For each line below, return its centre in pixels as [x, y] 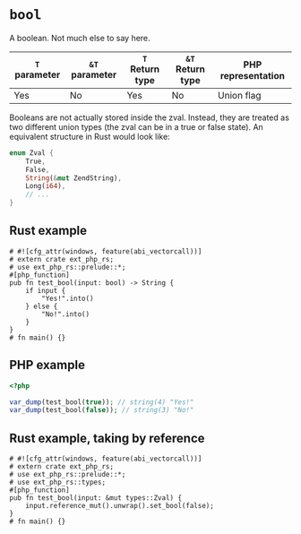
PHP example [47, 365]
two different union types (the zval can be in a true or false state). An [137, 126]
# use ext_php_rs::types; [57, 482]
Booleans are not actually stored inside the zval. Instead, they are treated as [149, 117]
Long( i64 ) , [46, 186]
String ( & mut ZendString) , [74, 178]
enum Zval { [31, 153]
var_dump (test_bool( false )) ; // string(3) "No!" [102, 410]
